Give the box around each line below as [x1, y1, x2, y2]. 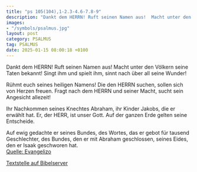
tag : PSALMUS [6, 42, 38, 48]
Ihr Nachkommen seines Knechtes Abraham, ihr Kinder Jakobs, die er [6, 105, 176, 112]
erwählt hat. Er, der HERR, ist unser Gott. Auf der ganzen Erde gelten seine [6, 111, 188, 118]
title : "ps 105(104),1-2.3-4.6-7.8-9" [6, 8, 101, 15]
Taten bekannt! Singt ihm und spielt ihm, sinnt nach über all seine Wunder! [6, 69, 187, 77]
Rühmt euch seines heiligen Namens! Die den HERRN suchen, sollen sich [6, 81, 183, 88]
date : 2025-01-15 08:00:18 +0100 [6, 47, 88, 53]
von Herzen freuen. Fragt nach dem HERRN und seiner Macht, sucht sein [6, 87, 184, 95]
